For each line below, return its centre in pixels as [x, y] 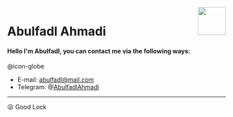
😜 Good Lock [27, 107]
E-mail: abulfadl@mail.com [55, 80]
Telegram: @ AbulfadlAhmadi [58, 87]
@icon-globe [26, 66]
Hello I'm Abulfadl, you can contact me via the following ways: [99, 51]
